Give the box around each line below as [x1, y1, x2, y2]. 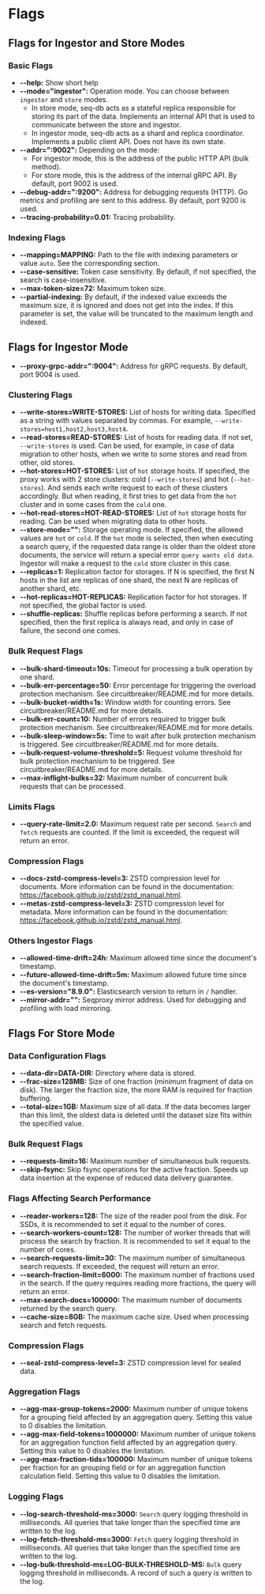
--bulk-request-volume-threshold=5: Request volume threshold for [19, 748, 243, 757]
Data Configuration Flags [8, 1050, 106, 1061]
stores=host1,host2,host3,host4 [19, 426, 126, 434]
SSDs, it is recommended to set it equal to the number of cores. [19, 1219, 226, 1229]
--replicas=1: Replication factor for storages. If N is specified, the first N [19, 567, 255, 577]
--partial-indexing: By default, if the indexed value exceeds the [19, 292, 227, 301]
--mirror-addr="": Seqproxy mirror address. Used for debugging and [19, 995, 247, 1005]
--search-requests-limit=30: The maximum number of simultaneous [19, 1253, 246, 1263]
